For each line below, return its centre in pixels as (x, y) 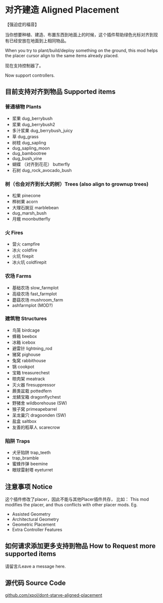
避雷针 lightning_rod (32, 348)
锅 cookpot (23, 367)
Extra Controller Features (37, 529)
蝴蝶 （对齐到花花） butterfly (41, 164)
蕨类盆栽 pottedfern (32, 391)
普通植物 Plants (23, 107)
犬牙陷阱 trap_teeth (31, 452)
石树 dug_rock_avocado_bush (42, 170)
